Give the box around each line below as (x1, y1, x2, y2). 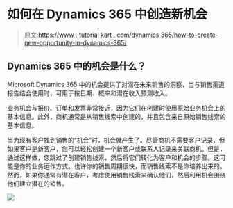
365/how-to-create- (160, 31, 218, 39)
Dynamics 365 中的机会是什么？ (7, 61, 147, 72)
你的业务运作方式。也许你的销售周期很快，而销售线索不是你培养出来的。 (19, 161, 226, 170)
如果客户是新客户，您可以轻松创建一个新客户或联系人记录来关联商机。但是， (7, 144, 226, 153)
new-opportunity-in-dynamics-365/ (24, 38, 127, 47)
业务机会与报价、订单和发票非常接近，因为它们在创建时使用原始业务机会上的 (7, 104, 226, 112)
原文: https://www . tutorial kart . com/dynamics (24, 31, 159, 39)
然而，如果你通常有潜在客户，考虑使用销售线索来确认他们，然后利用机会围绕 (7, 170, 226, 179)
